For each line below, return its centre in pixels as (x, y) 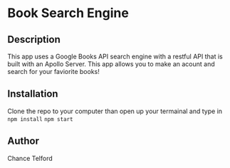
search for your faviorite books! (53, 72)
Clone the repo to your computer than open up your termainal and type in (115, 111)
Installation (33, 94)
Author (23, 141)
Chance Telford (30, 158)
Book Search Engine (68, 13)
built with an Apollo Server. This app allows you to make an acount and (111, 64)
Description (34, 40)
